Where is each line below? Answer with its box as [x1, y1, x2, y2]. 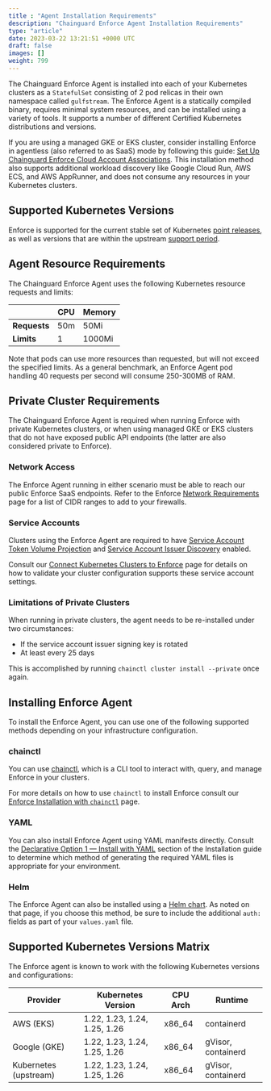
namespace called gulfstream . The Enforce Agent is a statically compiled [8, 96, 252, 106]
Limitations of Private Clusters [8, 596, 131, 608]
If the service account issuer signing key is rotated [19, 639, 188, 650]
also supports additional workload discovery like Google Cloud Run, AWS [8, 163, 252, 173]
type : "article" [8, 27, 63, 35]
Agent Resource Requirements [8, 257, 165, 271]
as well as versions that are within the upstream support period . [8, 233, 220, 243]
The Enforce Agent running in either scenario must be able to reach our [8, 479, 246, 489]
